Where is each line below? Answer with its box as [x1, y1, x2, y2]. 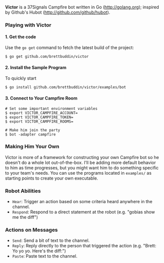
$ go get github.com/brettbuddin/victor [5, 54, 89, 59]
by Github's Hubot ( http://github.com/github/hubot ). [5, 9, 110, 15]
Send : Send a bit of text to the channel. [12, 237, 90, 243]
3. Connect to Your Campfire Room [5, 95, 78, 101]
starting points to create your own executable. [5, 175, 98, 181]
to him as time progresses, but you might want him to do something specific [5, 164, 159, 171]
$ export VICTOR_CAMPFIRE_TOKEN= [5, 115, 74, 120]
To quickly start [5, 76, 37, 81]
